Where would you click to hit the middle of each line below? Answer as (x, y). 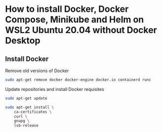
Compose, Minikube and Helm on (75, 20)
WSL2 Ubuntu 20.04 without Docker (81, 30)
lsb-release (26, 126)
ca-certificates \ (33, 112)
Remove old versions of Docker (37, 71)
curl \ (21, 116)
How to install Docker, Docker (67, 9)
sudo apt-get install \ (30, 107)
